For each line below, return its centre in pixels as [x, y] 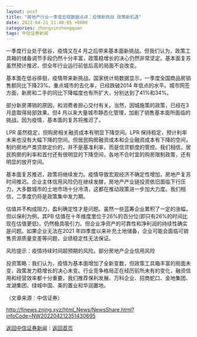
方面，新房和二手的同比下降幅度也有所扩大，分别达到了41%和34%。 [89, 93]
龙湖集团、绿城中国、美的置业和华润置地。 [57, 285]
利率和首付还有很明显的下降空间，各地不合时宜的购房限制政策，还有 [108, 155]
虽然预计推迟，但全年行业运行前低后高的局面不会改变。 [73, 66]
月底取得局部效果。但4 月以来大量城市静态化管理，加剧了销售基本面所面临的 [98, 113]
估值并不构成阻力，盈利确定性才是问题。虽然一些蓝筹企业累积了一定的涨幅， [98, 209]
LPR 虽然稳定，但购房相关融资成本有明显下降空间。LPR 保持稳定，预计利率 [97, 132]
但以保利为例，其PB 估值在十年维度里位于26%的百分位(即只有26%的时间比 [97, 216]
